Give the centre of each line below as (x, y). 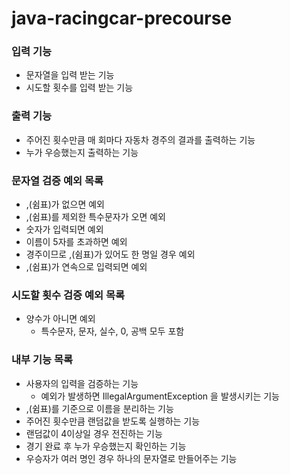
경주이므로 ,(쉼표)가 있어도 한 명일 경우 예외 (110, 254)
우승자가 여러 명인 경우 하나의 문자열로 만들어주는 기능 (131, 458)
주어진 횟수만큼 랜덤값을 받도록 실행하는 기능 (113, 421)
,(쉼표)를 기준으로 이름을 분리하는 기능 (99, 408)
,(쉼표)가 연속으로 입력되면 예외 (86, 267)
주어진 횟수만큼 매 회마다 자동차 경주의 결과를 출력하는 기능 (140, 139)
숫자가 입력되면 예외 (64, 229)
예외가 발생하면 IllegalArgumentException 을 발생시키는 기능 (160, 396)
